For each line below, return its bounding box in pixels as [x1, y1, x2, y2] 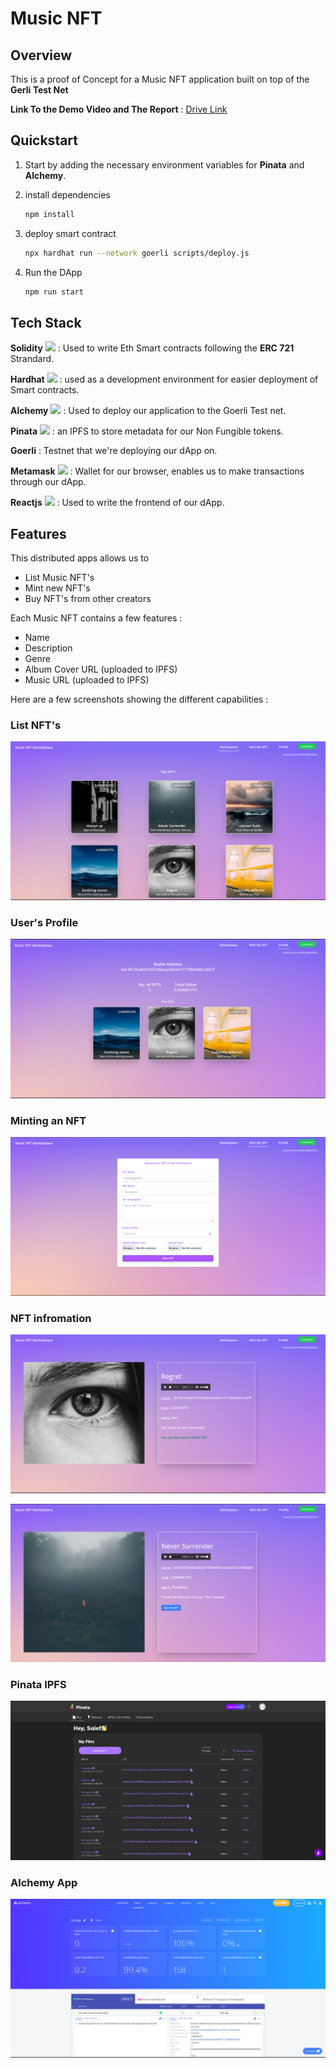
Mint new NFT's [24, 582, 91, 594]
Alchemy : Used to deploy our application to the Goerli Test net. [10, 405, 287, 417]
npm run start [24, 287, 84, 297]
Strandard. [10, 353, 55, 365]
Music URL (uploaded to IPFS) [24, 674, 150, 686]
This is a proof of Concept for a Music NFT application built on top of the [10, 73, 310, 85]
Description [24, 642, 73, 654]
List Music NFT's [24, 572, 95, 584]
